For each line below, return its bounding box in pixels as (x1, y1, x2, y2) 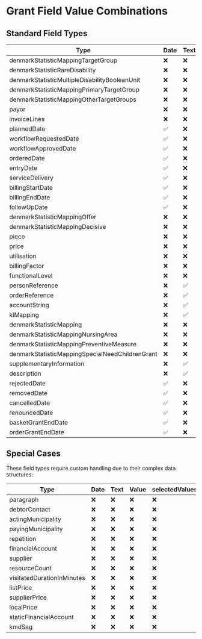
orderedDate (9, 154, 45, 162)
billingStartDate (9, 184, 53, 192)
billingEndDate (9, 193, 50, 201)
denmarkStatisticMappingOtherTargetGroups (9, 95, 136, 104)
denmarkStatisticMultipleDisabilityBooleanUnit (9, 76, 140, 84)
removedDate (9, 389, 48, 397)
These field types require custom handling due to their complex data (6, 464, 176, 472)
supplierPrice (9, 593, 47, 602)
